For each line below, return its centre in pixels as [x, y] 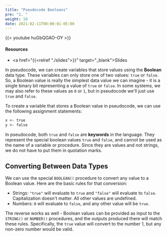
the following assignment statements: [44, 111]
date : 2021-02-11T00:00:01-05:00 [40, 24]
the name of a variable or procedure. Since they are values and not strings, [82, 145]
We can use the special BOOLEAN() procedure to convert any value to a [77, 178]
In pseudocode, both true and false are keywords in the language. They [80, 134]
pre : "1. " [16, 14]
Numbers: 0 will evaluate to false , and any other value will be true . [81, 204]
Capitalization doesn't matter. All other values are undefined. [75, 198]
